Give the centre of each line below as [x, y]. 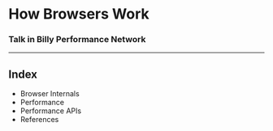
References [39, 120]
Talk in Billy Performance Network [77, 40]
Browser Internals [50, 94]
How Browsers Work [79, 14]
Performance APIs [51, 111]
